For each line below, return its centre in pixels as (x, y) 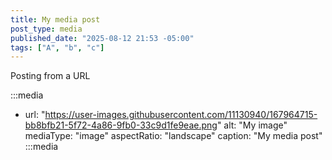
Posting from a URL (50, 76)
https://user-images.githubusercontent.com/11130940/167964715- (181, 115)
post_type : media (46, 29)
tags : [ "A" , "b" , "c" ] (57, 47)
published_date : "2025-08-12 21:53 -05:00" (102, 38)
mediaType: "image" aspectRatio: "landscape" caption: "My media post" (173, 136)
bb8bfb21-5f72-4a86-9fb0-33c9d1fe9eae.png (121, 125)
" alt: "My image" (252, 125)
